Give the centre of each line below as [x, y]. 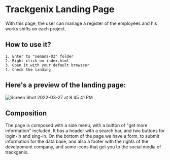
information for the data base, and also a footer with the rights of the [77, 142]
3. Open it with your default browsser [47, 65]
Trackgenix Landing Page [60, 9]
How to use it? [28, 45]
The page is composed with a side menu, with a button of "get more [76, 126]
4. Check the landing [28, 69]
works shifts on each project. [36, 28]
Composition [26, 113]
